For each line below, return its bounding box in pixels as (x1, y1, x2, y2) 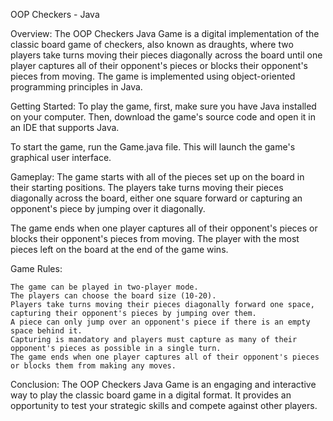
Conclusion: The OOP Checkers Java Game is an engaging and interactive (10, 379, 317, 390)
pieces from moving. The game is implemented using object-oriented (10, 70, 296, 82)
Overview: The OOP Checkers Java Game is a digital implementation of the (10, 28, 320, 39)
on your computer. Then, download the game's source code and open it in (10, 111, 316, 123)
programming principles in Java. (10, 81, 143, 93)
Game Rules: (10, 263, 63, 274)
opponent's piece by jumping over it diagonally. (10, 203, 206, 214)
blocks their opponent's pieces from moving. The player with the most (10, 233, 300, 244)
